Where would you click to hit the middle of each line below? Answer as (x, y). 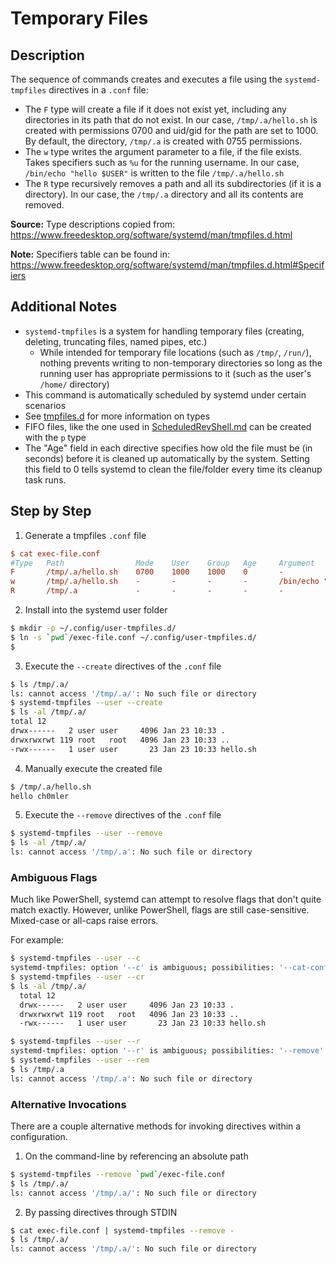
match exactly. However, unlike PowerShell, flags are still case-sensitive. (160, 910)
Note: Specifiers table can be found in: (90, 254)
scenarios (45, 405)
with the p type (55, 437)
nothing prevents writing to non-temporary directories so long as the (181, 363)
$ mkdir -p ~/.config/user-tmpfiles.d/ (93, 628)
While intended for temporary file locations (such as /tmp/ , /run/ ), (175, 352)
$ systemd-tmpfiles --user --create (86, 703)
